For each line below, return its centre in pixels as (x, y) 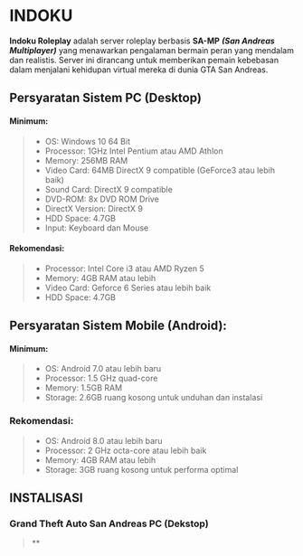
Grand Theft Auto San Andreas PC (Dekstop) (109, 523)
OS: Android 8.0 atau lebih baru (104, 440)
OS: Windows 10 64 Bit (88, 141)
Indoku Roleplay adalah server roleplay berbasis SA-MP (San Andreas (142, 41)
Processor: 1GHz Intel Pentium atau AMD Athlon (134, 151)
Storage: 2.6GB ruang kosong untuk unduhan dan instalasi (154, 398)
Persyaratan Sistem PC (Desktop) (105, 98)
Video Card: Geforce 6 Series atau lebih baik (128, 287)
